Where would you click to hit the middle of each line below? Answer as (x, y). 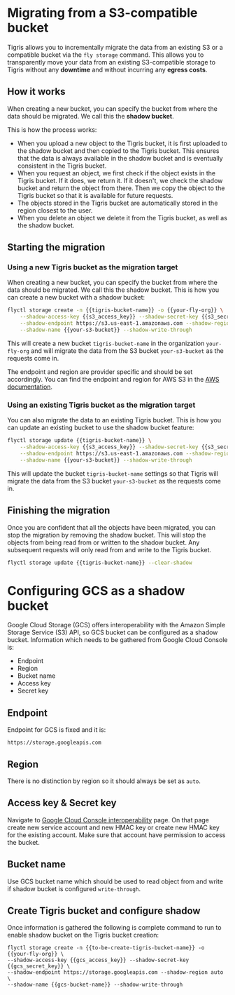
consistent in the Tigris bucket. (62, 166)
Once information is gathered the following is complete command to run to (114, 928)
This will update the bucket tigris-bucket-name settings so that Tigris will (113, 473)
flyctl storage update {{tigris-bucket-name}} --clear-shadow (100, 563)
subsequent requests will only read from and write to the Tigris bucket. (109, 549)
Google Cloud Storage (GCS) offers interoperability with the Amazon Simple (116, 625)
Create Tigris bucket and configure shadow (104, 911)
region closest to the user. (55, 210)
